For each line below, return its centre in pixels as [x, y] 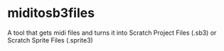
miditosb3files [51, 13]
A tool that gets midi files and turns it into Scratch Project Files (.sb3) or [112, 33]
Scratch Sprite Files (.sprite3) [50, 40]
